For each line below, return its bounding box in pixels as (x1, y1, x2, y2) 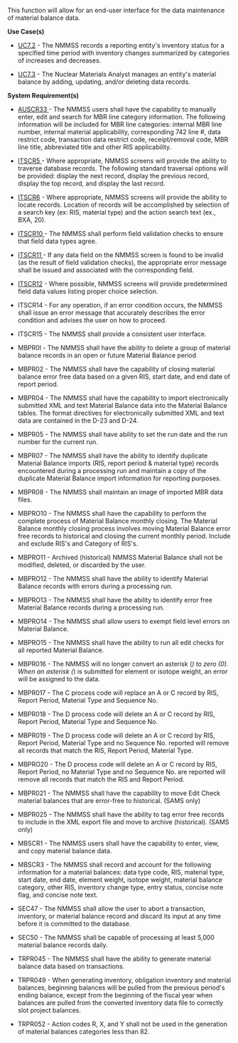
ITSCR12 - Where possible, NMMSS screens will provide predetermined (17, 280, 227, 288)
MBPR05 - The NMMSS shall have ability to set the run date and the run (17, 430, 228, 438)
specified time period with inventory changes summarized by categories (17, 49, 230, 57)
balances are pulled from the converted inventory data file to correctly (17, 998, 224, 1007)
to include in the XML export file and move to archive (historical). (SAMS (17, 818, 229, 826)
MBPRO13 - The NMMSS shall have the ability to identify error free (17, 596, 213, 604)
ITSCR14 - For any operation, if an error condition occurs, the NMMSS (17, 301, 222, 309)
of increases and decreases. (17, 56, 102, 65)
